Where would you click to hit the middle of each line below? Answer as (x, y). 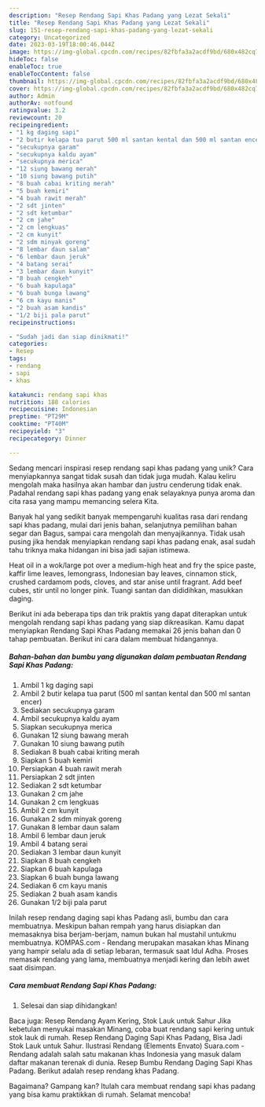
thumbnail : (27, 81)
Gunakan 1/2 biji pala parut (63, 902)
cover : (20, 88)
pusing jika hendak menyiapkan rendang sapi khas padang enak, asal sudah (132, 541)
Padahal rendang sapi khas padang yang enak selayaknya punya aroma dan (132, 493)
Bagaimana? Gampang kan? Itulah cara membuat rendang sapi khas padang (132, 1086)
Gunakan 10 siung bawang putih (72, 743)
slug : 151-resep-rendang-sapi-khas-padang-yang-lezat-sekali (111, 30)
